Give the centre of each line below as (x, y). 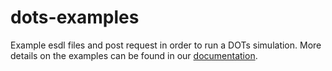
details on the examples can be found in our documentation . (134, 55)
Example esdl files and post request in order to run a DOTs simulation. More (166, 45)
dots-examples (75, 17)
